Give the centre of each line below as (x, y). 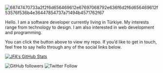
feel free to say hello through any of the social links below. (63, 47)
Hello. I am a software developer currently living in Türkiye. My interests (77, 22)
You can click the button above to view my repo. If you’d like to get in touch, (81, 42)
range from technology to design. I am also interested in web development (80, 27)
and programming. (24, 32)
